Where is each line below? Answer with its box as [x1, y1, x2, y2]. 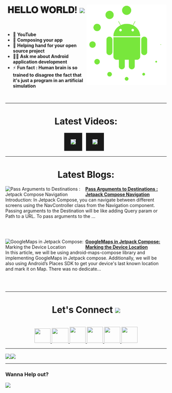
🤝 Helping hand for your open [12, 42, 77, 48]
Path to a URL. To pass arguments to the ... [5, 213, 96, 219]
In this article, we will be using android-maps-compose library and [5, 249, 145, 255]
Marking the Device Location [85, 244, 148, 250]
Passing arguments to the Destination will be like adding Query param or [5, 208, 158, 214]
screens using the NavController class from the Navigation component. [5, 202, 155, 208]
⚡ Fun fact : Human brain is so [12, 64, 78, 70]
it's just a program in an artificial [12, 77, 83, 83]
